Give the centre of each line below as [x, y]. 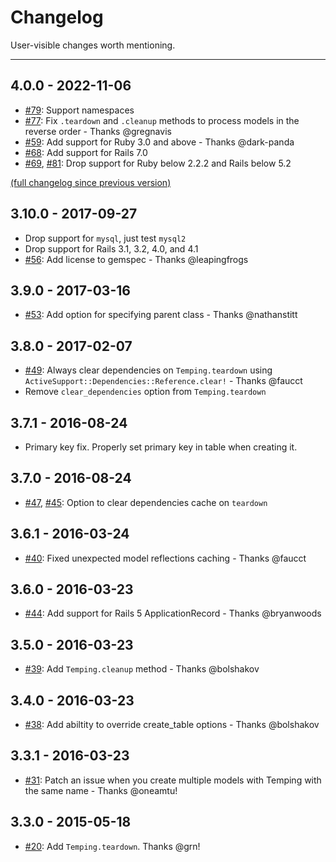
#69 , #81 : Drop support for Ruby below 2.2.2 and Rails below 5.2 [158, 163]
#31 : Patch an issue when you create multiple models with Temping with [173, 780]
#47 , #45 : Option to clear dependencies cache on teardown [146, 502]
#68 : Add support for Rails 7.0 [86, 152]
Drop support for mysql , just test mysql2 [105, 238]
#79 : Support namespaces [79, 110]
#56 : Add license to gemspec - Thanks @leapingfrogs [136, 259]
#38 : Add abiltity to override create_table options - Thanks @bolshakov [172, 725]
